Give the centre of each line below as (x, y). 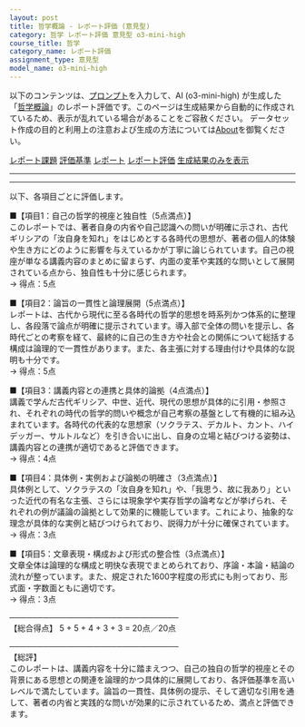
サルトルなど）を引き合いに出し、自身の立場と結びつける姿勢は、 (172, 436)
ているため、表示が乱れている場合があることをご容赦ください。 (128, 118)
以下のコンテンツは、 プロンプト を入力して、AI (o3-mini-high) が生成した (146, 95)
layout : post (34, 18)
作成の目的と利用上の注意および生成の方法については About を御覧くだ (148, 129)
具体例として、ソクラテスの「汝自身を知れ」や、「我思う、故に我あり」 (142, 489)
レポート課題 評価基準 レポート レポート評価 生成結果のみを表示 (129, 160)
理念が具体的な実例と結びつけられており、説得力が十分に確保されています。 (152, 523)
